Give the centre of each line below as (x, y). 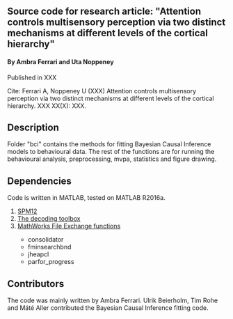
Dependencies (39, 181)
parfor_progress (51, 262)
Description (33, 127)
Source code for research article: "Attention (104, 11)
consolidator (46, 240)
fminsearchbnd (49, 247)
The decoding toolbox (49, 219)
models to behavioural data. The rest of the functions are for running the (111, 152)
